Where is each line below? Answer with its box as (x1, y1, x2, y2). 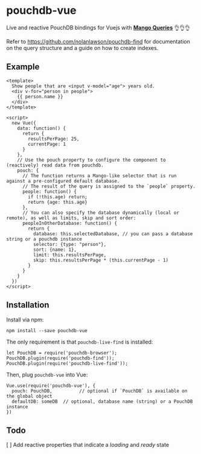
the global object (6, 393, 53, 399)
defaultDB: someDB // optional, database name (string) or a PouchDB (11, 399, 193, 405)
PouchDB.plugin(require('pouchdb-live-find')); (6, 360, 129, 367)
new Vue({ (11, 120, 36, 126)
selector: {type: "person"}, (33, 241, 107, 247)
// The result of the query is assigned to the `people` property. (22, 183, 196, 189)
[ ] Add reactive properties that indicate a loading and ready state (6, 441, 170, 449)
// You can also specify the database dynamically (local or (22, 209, 180, 216)
